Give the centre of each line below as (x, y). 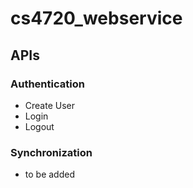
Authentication (47, 84)
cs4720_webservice (96, 18)
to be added (49, 174)
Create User (50, 105)
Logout (39, 126)
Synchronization (51, 152)
